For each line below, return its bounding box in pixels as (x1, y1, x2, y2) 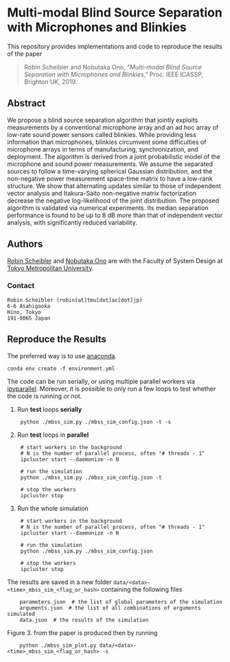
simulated (7, 610, 36, 617)
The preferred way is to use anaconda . (7, 351, 117, 360)
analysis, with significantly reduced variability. (7, 218, 137, 227)
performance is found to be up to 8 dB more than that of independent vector (7, 211, 223, 219)
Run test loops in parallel (16, 431, 89, 439)
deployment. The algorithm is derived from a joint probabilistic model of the (7, 152, 221, 161)
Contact (7, 281, 35, 291)
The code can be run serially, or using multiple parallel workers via (7, 377, 196, 385)
